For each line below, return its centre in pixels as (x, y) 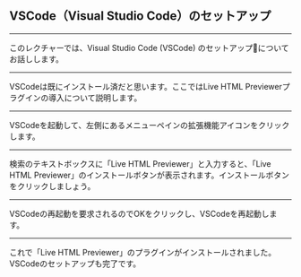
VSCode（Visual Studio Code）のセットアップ (140, 16)
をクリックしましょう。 (52, 186)
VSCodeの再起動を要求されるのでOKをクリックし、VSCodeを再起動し (140, 213)
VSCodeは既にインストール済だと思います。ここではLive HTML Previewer (146, 86)
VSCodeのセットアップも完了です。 (75, 264)
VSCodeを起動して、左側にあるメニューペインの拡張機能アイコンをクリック (150, 125)
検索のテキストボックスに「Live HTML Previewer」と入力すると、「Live (140, 163)
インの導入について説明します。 (83, 98)
